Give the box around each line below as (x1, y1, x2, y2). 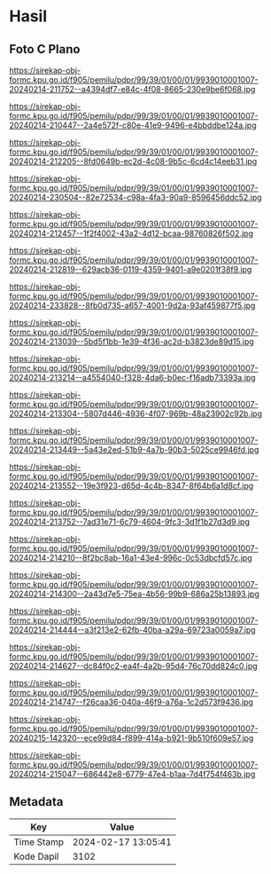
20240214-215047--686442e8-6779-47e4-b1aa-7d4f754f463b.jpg (9, 769, 256, 779)
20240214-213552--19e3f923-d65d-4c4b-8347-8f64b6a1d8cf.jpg (9, 481, 254, 491)
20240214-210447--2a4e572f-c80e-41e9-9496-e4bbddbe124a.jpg (9, 120, 257, 130)
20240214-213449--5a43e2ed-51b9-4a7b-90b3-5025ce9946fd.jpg (9, 445, 259, 454)
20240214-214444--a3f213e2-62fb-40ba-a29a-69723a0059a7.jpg (9, 625, 256, 635)
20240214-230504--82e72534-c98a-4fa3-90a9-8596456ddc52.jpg (9, 193, 263, 202)
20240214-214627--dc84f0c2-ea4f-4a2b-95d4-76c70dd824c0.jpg (9, 661, 259, 671)
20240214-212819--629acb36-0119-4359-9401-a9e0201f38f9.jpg (9, 264, 252, 274)
